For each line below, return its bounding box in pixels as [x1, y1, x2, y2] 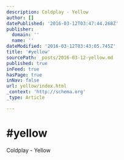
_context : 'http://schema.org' [6, 89, 86, 95]
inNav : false [6, 77, 40, 83]
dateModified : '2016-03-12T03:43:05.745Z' [6, 44, 116, 50]
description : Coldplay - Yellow [6, 9, 89, 15]
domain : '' [12, 32, 40, 38]
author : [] [6, 15, 34, 21]
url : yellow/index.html [6, 83, 67, 90]
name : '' [12, 37, 34, 44]
